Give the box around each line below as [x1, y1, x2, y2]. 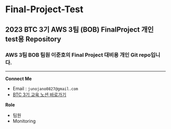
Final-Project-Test [5, 4, 84, 15]
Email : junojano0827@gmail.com [12, 85, 78, 91]
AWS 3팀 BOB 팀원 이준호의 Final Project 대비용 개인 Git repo [5, 51, 151, 58]
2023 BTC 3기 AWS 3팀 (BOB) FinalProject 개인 [5, 25, 154, 34]
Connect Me [5, 75, 32, 82]
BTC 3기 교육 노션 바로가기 [12, 91, 67, 97]
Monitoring [12, 118, 36, 124]
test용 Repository [5, 35, 62, 43]
